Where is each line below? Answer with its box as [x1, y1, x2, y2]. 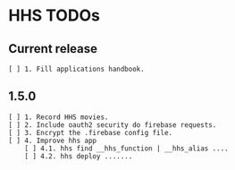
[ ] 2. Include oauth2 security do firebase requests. [8, 120, 217, 130]
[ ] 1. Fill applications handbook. [8, 64, 145, 73]
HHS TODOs [8, 5, 100, 26]
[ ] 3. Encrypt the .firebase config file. [8, 128, 173, 137]
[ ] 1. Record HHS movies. [8, 113, 109, 122]
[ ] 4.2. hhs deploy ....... [24, 151, 133, 161]
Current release [8, 41, 98, 56]
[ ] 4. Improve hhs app [8, 136, 97, 145]
